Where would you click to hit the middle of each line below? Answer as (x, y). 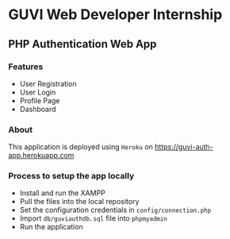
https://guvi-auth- (184, 147)
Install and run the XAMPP (62, 193)
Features (26, 67)
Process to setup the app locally (71, 176)
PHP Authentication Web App (82, 44)
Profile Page (40, 100)
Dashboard (38, 109)
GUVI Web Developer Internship (115, 15)
